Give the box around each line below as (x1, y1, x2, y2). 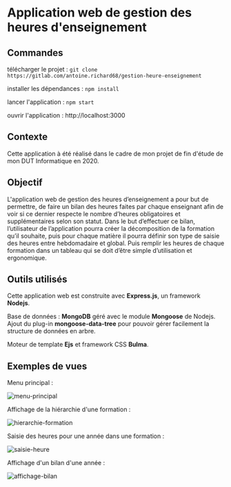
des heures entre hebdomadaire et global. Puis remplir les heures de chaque (7, 239, 225, 247)
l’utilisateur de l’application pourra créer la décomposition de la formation (7, 224, 215, 232)
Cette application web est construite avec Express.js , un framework (7, 291, 201, 300)
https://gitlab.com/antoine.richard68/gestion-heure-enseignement (7, 72, 202, 79)
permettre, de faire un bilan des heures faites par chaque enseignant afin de (7, 202, 224, 211)
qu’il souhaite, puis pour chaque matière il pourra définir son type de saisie (7, 231, 220, 240)
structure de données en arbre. (7, 327, 96, 335)
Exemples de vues (7, 360, 88, 372)
